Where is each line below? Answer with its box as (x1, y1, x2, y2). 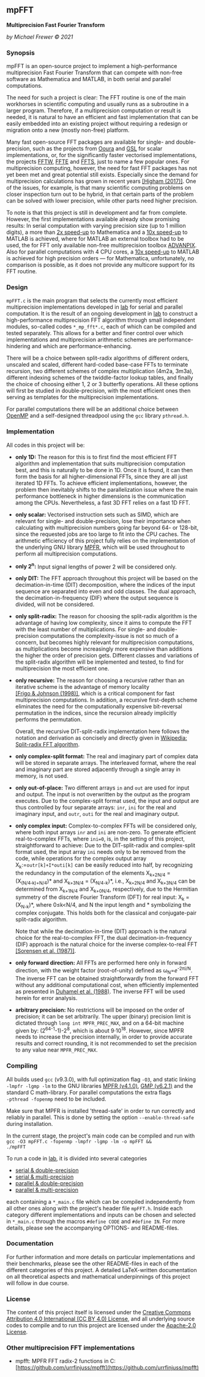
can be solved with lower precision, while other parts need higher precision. (6, 197, 198, 204)
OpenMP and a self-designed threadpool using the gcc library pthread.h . (6, 412, 189, 419)
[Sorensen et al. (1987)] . (15, 947, 76, 955)
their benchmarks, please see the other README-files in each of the (6, 1260, 179, 1267)
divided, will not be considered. (15, 601, 95, 608)
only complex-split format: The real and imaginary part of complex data (15, 753, 199, 760)
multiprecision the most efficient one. (15, 665, 110, 672)
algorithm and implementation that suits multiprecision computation (15, 460, 185, 467)
